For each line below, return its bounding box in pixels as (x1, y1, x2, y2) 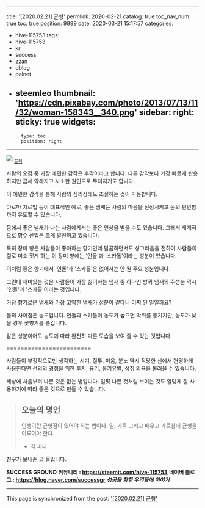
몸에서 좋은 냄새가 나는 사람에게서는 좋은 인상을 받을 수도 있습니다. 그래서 (6, 223, 181, 231)
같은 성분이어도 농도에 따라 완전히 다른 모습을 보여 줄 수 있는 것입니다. (6, 332, 172, 339)
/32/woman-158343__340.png (15, 107, 135, 118)
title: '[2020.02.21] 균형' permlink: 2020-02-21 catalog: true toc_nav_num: (6, 13, 191, 20)
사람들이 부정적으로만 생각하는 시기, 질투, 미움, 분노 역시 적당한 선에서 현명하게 (6, 357, 193, 364)
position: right (21, 138, 62, 144)
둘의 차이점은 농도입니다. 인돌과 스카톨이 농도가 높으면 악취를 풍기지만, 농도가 (6, 311, 190, 319)
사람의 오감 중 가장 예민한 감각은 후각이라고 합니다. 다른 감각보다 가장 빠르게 (6, 169, 187, 177)
